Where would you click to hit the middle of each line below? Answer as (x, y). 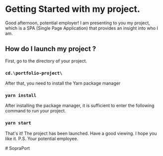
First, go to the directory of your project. (46, 61)
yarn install (21, 95)
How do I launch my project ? (51, 49)
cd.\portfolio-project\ (34, 73)
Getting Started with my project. (73, 9)
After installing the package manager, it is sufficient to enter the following (80, 105)
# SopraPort (18, 148)
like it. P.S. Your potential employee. (42, 138)
